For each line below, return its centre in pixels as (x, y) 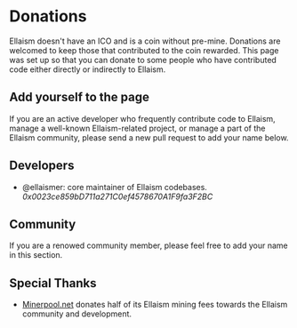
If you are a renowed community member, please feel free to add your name (148, 245)
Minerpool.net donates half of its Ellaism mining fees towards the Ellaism (155, 305)
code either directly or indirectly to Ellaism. (88, 69)
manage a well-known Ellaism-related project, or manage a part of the (137, 128)
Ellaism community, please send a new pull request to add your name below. (149, 137)
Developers (42, 166)
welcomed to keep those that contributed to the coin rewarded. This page (144, 50)
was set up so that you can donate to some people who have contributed (143, 60)
